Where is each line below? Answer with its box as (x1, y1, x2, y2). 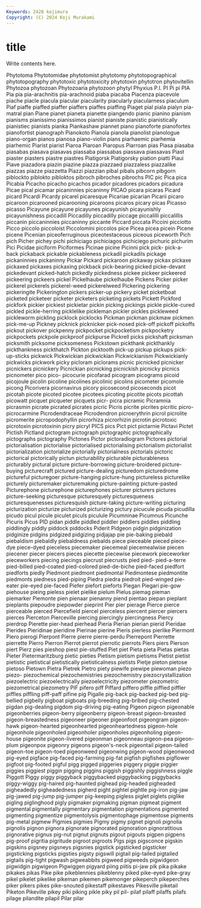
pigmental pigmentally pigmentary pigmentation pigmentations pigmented (6, 805, 189, 813)
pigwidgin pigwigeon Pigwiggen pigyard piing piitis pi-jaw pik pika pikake (6, 863, 187, 870)
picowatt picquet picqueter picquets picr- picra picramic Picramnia (6, 397, 171, 404)
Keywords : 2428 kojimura (6, 8, 68, 15)
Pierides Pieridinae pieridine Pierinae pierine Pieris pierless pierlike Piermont (6, 627, 194, 634)
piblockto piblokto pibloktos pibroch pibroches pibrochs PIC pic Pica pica (6, 174, 187, 181)
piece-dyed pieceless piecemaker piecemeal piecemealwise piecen (17, 544, 184, 551)
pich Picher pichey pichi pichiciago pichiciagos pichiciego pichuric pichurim (6, 238, 193, 245)
